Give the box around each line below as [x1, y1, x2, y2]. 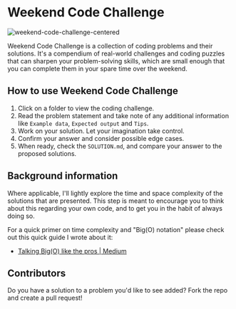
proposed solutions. [17, 149, 77, 157]
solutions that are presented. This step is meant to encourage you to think [7, 197, 225, 205]
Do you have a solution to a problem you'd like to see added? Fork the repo [7, 286, 228, 295]
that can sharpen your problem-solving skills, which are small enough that [7, 56, 225, 65]
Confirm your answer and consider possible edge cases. [17, 134, 185, 142]
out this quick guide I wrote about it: [7, 233, 113, 241]
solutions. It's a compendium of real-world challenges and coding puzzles [7, 49, 225, 58]
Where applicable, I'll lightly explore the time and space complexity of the [7, 189, 223, 197]
